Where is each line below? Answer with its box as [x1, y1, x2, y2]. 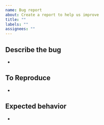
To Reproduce [5, 73, 51, 82]
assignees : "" [5, 27, 36, 32]
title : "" [5, 17, 27, 22]
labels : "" [5, 21, 29, 27]
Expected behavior [5, 102, 67, 111]
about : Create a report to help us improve [5, 12, 99, 17]
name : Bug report [5, 7, 42, 13]
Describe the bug [5, 45, 61, 54]
